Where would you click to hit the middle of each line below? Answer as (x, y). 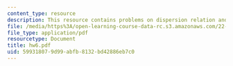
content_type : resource (42, 13)
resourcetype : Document (42, 39)
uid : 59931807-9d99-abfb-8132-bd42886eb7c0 (71, 52)
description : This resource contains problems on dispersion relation (111, 20)
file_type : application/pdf (48, 33)
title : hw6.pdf (29, 45)
